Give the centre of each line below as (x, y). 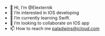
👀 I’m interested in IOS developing (44, 13)
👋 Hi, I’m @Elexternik (31, 8)
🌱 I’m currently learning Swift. (40, 18)
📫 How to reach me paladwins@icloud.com (55, 28)
